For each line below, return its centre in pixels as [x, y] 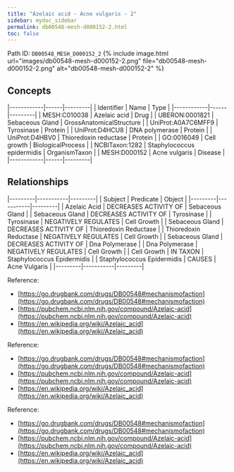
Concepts [29, 91]
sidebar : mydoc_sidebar [42, 20]
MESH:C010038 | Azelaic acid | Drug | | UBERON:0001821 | [128, 115]
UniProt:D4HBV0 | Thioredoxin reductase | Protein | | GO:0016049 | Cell [112, 137]
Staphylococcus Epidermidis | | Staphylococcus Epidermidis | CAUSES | [112, 259]
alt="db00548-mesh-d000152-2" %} [110, 68]
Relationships [38, 182]
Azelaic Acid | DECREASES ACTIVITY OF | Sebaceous [143, 206]
